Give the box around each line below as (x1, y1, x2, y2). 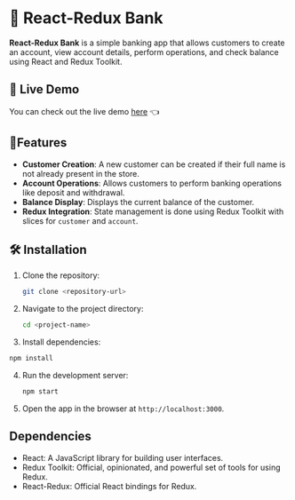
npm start (21, 387, 60, 396)
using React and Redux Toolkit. (9, 56, 123, 67)
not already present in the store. (21, 168, 140, 179)
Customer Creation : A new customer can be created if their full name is (21, 159, 286, 170)
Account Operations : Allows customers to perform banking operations (21, 178, 283, 188)
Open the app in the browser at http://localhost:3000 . (21, 403, 225, 414)
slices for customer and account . (21, 215, 139, 226)
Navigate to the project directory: (21, 304, 144, 314)
